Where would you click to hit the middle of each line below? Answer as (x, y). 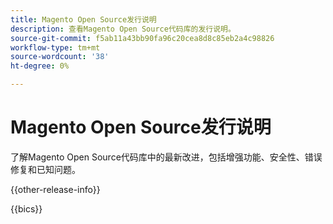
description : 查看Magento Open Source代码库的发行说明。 (123, 29)
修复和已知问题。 (45, 169)
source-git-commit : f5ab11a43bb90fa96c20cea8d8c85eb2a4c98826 (142, 38)
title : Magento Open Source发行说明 (83, 19)
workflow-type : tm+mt (55, 47)
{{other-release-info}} (55, 189)
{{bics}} (26, 208)
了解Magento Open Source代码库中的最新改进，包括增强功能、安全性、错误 (166, 157)
